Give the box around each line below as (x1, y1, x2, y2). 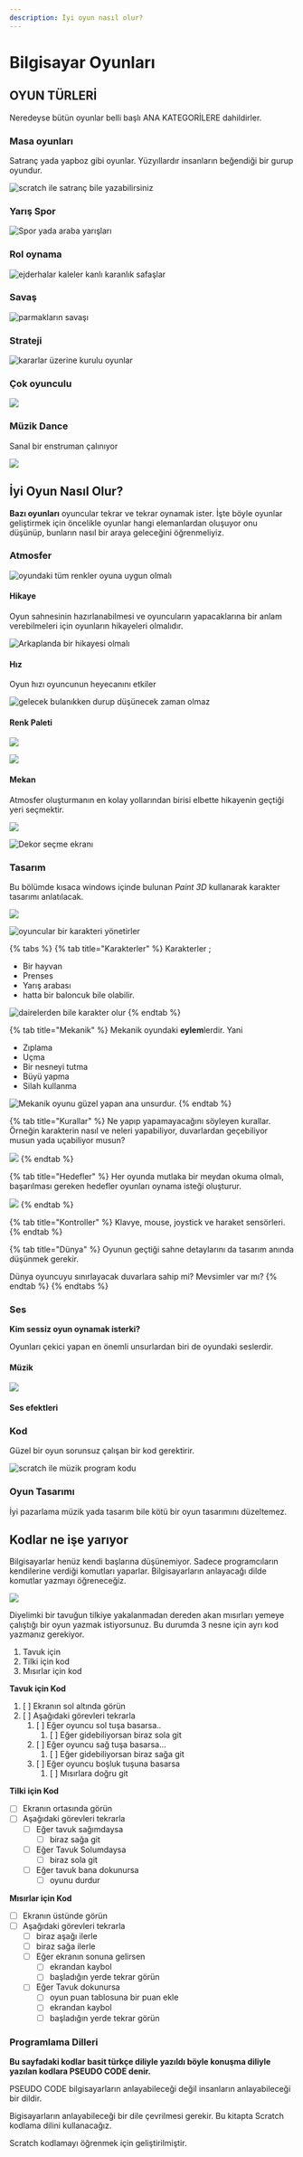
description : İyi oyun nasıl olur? (9, 13, 144, 23)
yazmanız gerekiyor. (9, 1629, 85, 1640)
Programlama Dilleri (9, 2036, 99, 2048)
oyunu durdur (49, 1874, 101, 1886)
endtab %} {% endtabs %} (9, 1281, 109, 1291)
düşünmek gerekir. (9, 1254, 80, 1264)
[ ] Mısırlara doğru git (49, 1768, 128, 1779)
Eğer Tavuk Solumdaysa (35, 1844, 127, 1855)
